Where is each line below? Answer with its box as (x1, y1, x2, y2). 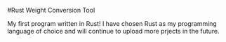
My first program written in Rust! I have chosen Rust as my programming (7, 20, 218, 27)
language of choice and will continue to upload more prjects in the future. (7, 27, 220, 35)
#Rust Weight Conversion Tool (7, 6, 95, 14)
